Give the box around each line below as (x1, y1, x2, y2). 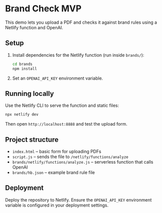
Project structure (5, 135, 59, 144)
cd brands (12, 61, 33, 67)
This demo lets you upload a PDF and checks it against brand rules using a (5, 19, 157, 25)
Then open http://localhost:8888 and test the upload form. (5, 121, 127, 127)
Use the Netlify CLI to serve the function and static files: (5, 102, 120, 109)
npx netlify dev (5, 112, 39, 117)
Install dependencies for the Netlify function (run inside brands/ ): (12, 52, 145, 58)
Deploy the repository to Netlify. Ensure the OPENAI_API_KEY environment (5, 197, 152, 203)
